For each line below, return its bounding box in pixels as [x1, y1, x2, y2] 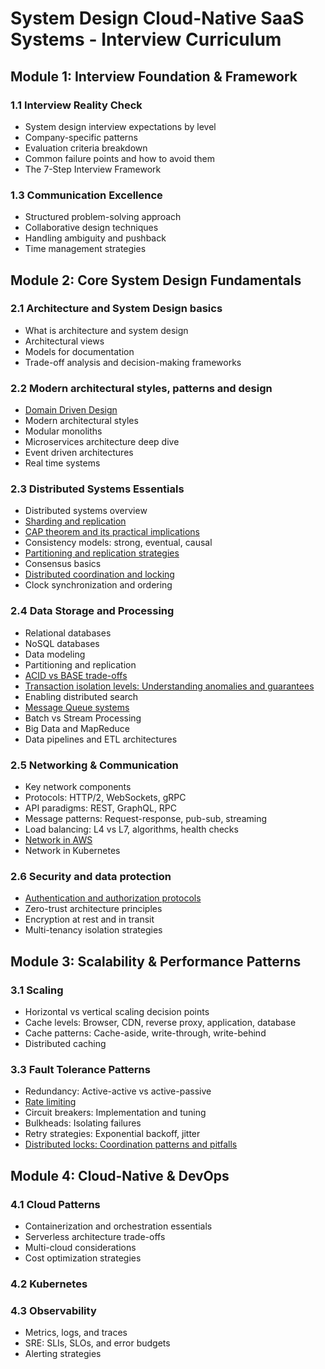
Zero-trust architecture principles [24, 903, 163, 915]
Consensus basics [24, 558, 102, 570]
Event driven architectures [24, 447, 134, 459]
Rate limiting [24, 1096, 77, 1108]
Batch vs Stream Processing [24, 712, 142, 724]
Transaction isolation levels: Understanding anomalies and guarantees [24, 680, 315, 692]
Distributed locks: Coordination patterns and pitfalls [24, 1138, 238, 1151]
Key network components [24, 781, 132, 793]
